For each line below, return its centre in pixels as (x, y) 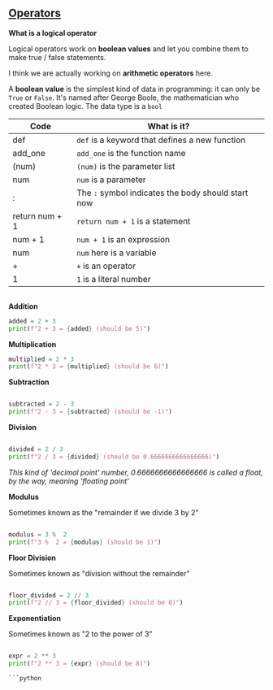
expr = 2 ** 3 (32, 656)
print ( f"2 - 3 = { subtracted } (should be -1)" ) (91, 412)
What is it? (169, 126)
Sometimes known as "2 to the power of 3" (80, 634)
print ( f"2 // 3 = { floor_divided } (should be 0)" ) (96, 603)
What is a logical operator (53, 33)
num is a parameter (111, 180)
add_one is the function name (131, 153)
